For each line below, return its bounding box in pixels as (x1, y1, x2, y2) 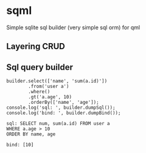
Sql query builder (6, 62, 73, 72)
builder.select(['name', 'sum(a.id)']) (6, 78, 108, 84)
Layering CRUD (6, 41, 65, 52)
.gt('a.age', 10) (28, 94, 72, 100)
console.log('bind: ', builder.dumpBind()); (6, 110, 121, 116)
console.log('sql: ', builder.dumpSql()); (6, 104, 116, 111)
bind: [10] (6, 142, 34, 148)
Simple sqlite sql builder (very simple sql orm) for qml (6, 24, 141, 31)
